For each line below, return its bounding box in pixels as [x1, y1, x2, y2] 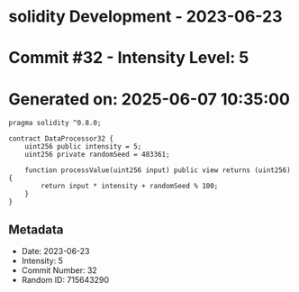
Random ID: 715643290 [21, 275, 110, 286]
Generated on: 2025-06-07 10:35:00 [8, 88, 290, 109]
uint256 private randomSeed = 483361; [24, 151, 170, 160]
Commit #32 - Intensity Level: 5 [8, 48, 249, 68]
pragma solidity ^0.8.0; [8, 119, 102, 128]
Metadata [8, 222, 64, 237]
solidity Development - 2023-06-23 [8, 6, 283, 27]
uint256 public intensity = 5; [24, 142, 142, 151]
